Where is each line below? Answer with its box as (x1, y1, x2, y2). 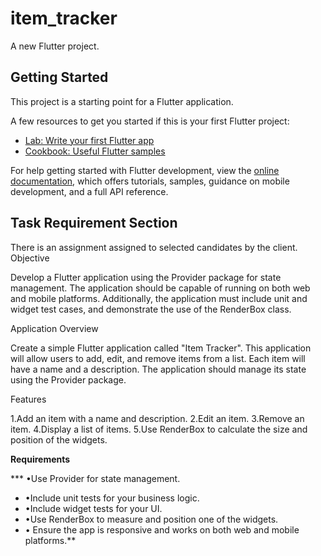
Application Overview (10, 322, 99, 334)
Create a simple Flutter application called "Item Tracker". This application (10, 342, 312, 354)
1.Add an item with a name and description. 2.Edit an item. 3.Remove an (10, 412, 305, 424)
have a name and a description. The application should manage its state (10, 363, 307, 375)
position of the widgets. (10, 433, 108, 446)
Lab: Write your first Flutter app (24, 134, 155, 146)
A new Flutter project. (10, 40, 100, 52)
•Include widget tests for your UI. (24, 502, 163, 514)
